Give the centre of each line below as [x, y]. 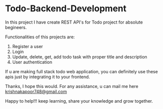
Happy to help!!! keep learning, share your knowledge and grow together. [79, 101]
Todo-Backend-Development [66, 9]
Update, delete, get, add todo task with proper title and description [80, 56]
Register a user [27, 46]
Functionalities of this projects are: [40, 37]
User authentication [32, 62]
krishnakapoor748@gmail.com [36, 91]
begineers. [16, 27]
